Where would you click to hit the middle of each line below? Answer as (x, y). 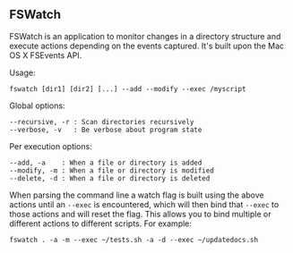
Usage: (22, 72)
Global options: (37, 105)
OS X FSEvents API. (46, 55)
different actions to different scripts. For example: (101, 223)
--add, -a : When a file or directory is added (106, 163)
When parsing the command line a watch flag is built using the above (137, 195)
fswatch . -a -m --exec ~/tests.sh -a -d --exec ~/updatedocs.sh (134, 240)
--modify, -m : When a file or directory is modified (112, 170)
